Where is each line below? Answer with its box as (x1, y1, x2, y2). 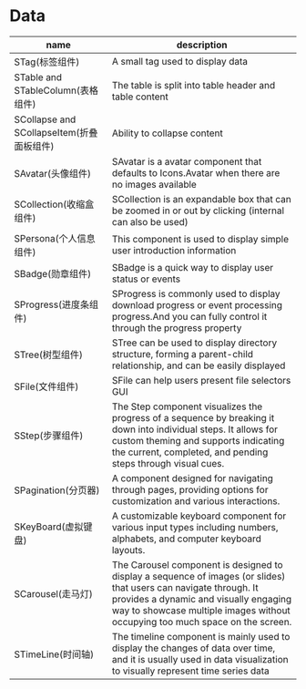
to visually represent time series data (111, 664, 270, 677)
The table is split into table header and (111, 78, 276, 91)
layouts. (111, 543, 146, 556)
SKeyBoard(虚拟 (14, 520, 84, 533)
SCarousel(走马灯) (14, 587, 93, 600)
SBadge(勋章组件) (14, 267, 92, 280)
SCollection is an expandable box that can (111, 192, 291, 205)
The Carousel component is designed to (111, 558, 284, 571)
